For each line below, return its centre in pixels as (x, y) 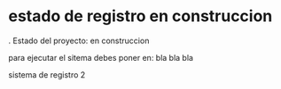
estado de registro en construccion (140, 16)
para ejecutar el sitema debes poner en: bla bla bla (101, 57)
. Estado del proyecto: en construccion (79, 41)
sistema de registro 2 (47, 74)
